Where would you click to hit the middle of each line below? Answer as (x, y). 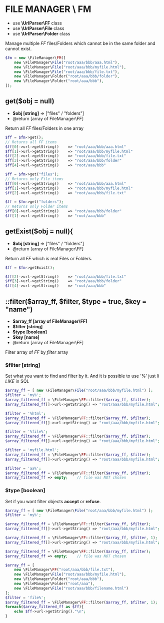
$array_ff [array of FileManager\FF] (50, 321)
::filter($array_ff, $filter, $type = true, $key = (76, 302)
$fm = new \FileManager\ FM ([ (35, 58)
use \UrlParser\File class (38, 28)
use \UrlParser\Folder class (41, 33)
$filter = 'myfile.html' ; (32, 450)
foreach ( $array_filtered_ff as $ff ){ (44, 607)
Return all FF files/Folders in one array (44, 128)
